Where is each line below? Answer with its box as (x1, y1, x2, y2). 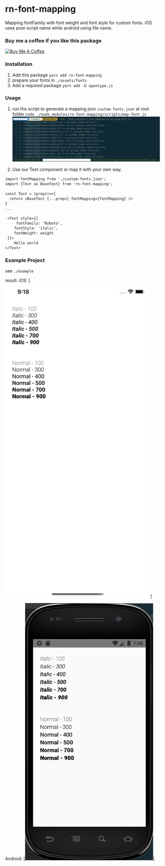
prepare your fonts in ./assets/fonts (12, 77, 87, 83)
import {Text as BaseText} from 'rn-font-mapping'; (5, 181, 113, 186)
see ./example (5, 268, 34, 274)
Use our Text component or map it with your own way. (12, 166, 122, 172)
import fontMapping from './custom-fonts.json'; (5, 176, 107, 182)
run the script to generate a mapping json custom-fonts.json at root (12, 106, 149, 112)
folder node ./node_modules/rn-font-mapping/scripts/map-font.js (12, 111, 147, 117)
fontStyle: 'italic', (14, 225, 58, 231)
